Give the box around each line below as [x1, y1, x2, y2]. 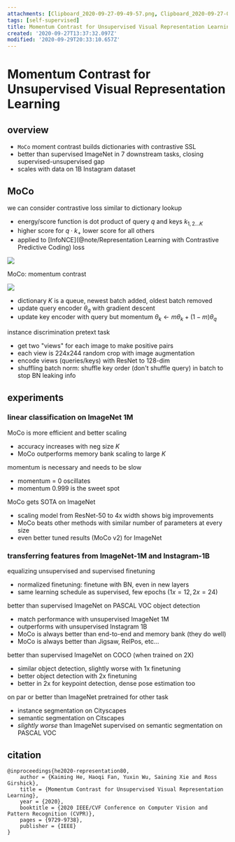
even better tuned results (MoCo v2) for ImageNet [17, 533, 162, 542]
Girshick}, [7, 780, 39, 787]
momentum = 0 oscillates [17, 477, 91, 485]
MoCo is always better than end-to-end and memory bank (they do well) [17, 630, 227, 638]
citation [7, 749, 42, 761]
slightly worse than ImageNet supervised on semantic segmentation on [17, 722, 222, 730]
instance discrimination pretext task [7, 328, 111, 337]
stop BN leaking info [17, 372, 76, 380]
